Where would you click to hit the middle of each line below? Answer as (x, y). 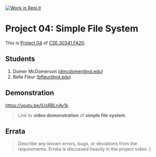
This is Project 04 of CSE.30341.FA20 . (46, 43)
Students (20, 59)
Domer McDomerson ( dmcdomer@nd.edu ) (58, 71)
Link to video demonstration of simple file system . (72, 115)
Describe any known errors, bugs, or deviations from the (77, 144)
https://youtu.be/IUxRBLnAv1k (37, 105)
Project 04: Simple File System (72, 29)
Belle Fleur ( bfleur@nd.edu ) (42, 76)
